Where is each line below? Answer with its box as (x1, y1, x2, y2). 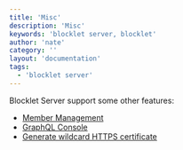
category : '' (9, 46, 58, 55)
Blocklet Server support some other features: (9, 95, 175, 106)
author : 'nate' (9, 37, 66, 47)
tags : (9, 63, 29, 72)
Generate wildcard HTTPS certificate (21, 130, 158, 142)
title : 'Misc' (9, 12, 62, 22)
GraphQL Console (21, 122, 89, 132)
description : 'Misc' (9, 21, 86, 30)
